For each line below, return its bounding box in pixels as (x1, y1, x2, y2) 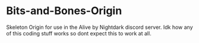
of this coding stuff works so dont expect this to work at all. (6, 29, 151, 37)
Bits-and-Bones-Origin (6, 4, 122, 18)
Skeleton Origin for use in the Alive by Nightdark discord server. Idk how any (6, 24, 193, 31)
